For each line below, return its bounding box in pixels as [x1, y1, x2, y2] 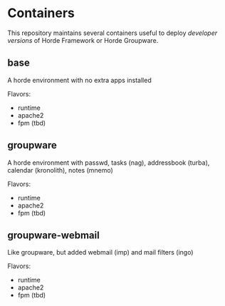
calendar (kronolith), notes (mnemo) [7, 165, 114, 174]
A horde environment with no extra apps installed [7, 76, 152, 84]
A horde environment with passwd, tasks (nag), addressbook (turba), [7, 158, 210, 167]
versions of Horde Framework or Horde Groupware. [7, 36, 159, 44]
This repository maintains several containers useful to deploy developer [7, 29, 218, 37]
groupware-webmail [7, 229, 100, 241]
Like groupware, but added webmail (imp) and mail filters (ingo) [7, 248, 194, 257]
